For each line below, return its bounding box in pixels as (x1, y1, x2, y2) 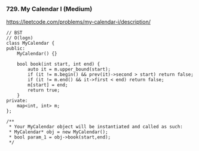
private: (6, 98, 28, 104)
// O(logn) (6, 35, 33, 41)
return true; (27, 87, 60, 94)
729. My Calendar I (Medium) (6, 5, 93, 13)
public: (6, 45, 26, 52)
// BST (6, 30, 23, 36)
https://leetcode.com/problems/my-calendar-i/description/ (6, 19, 151, 26)
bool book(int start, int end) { (17, 61, 100, 67)
